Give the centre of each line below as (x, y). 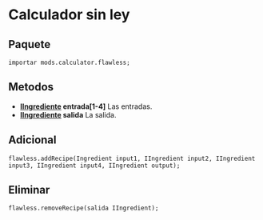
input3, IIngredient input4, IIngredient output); (94, 166)
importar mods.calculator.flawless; (69, 62)
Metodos (31, 87)
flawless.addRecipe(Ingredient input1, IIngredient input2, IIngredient (132, 158)
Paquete (30, 44)
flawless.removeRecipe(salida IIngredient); (84, 208)
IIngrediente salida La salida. (68, 114)
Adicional (33, 140)
